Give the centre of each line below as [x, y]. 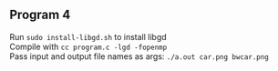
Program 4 [40, 15]
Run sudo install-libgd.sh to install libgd [88, 36]
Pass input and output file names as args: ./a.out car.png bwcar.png [139, 56]
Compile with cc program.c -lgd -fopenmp [88, 46]
